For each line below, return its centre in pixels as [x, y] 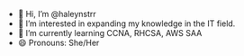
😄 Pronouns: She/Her [59, 42]
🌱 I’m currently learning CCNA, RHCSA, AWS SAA [110, 33]
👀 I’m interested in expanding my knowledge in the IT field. [127, 23]
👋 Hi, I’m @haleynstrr [57, 14]
